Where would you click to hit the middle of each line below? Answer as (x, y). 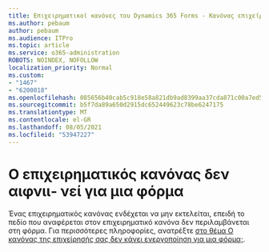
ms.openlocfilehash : (43, 98)
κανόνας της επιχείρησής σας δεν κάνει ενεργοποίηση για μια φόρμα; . (127, 239)
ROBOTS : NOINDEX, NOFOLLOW (53, 61)
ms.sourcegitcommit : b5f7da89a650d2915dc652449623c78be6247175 (116, 105)
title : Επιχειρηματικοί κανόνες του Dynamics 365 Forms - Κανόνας (121, 16)
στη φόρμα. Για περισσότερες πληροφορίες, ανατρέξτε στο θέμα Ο (121, 230)
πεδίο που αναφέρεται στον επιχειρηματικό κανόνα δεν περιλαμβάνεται (129, 222)
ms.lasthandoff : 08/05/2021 (55, 127)
